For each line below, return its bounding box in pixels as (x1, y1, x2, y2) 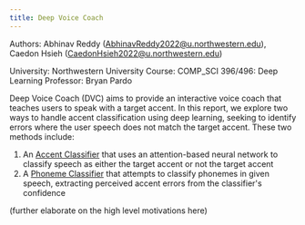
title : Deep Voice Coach (9, 13, 104, 23)
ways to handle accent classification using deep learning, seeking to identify (9, 112, 297, 122)
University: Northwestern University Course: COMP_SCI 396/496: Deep (9, 65, 279, 76)
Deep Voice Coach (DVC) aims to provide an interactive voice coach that (9, 93, 282, 103)
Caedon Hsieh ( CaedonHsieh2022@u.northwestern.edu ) (9, 47, 223, 59)
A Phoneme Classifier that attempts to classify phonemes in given (22, 168, 270, 179)
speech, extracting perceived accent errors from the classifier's (22, 178, 262, 189)
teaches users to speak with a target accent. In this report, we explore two (9, 102, 289, 113)
